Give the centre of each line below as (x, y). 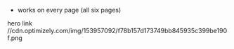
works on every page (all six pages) (69, 10)
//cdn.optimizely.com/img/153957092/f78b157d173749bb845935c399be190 (117, 31)
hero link (20, 23)
